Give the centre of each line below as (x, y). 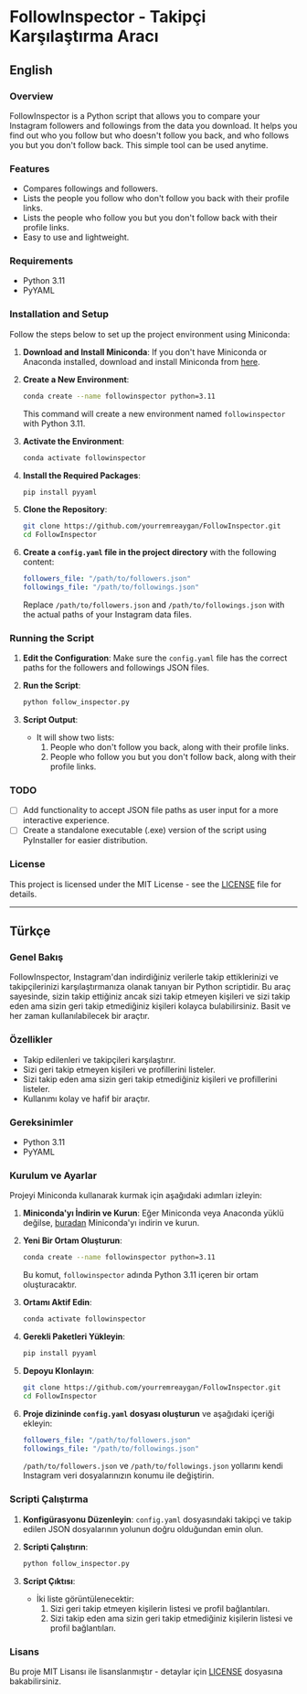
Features (30, 168)
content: (38, 562)
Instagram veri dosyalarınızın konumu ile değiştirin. (118, 1475)
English (31, 70)
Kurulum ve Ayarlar (53, 1175)
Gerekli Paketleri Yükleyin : (74, 1336)
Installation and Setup (59, 315)
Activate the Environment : (74, 441)
